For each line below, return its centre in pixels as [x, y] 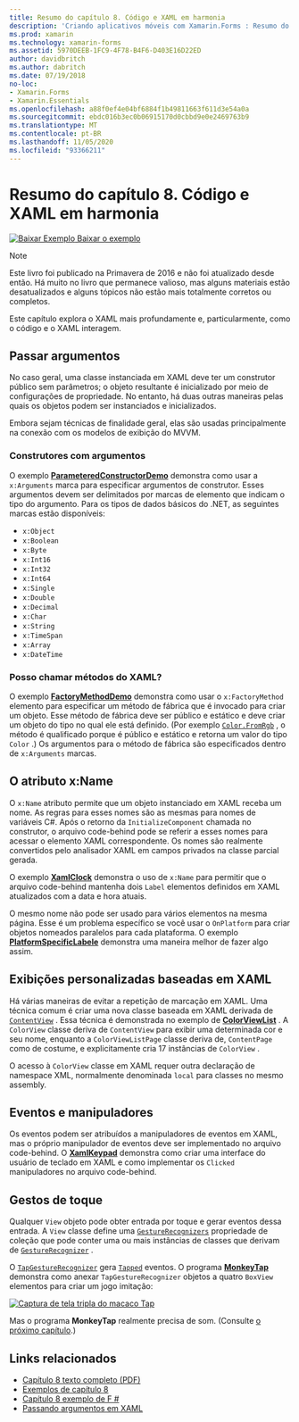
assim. [21, 951]
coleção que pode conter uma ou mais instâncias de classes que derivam [145, 1241]
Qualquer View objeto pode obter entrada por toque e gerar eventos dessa [145, 1222]
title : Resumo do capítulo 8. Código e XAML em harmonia [117, 17]
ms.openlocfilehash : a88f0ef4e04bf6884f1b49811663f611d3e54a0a [129, 109]
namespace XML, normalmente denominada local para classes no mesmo [146, 1075]
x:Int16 [36, 560]
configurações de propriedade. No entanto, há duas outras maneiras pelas [146, 396]
